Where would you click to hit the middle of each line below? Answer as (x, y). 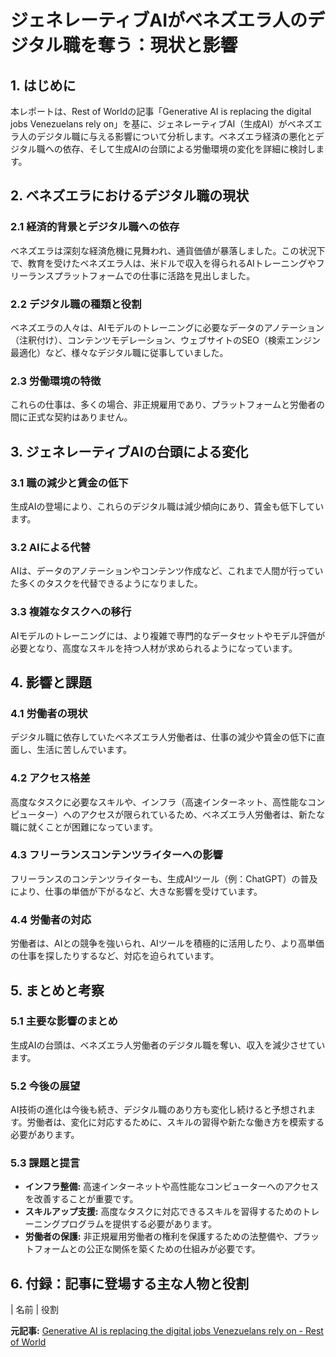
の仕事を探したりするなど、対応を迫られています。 (115, 956)
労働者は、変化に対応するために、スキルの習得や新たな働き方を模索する (175, 1122)
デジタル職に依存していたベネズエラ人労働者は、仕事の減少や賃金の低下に (163, 737)
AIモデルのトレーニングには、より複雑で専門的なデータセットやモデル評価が (168, 635)
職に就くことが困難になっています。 (84, 827)
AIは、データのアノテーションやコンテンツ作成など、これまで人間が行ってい (167, 571)
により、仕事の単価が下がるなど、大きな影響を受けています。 (136, 891)
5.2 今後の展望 (45, 1086)
